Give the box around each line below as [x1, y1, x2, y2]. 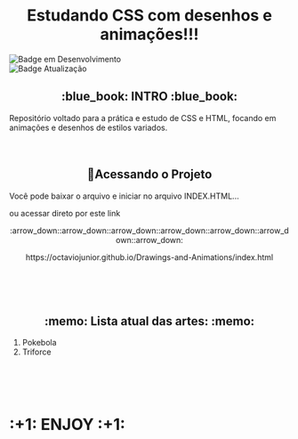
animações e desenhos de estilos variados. [9, 122, 168, 133]
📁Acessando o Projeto [86, 167, 213, 183]
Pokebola [21, 337, 57, 348]
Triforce [21, 346, 52, 357]
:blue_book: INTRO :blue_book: [60, 89, 238, 104]
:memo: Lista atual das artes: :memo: [44, 313, 255, 329]
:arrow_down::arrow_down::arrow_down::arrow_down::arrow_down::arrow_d [10, 224, 289, 236]
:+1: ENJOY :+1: [9, 414, 126, 435]
